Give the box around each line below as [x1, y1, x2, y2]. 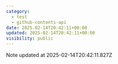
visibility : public [6, 35, 54, 41]
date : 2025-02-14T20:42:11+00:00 [6, 24, 88, 31]
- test [11, 14, 27, 20]
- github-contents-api [11, 19, 67, 25]
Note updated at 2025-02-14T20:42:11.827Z [6, 52, 113, 58]
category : [6, 8, 30, 15]
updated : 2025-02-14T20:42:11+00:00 [6, 30, 95, 36]
